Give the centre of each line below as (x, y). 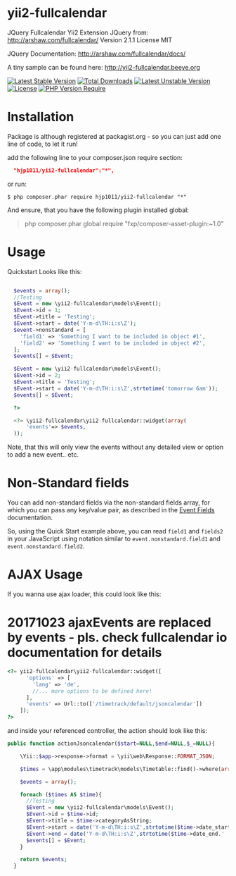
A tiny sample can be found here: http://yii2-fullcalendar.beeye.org (104, 67)
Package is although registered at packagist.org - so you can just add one (114, 136)
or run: (17, 184)
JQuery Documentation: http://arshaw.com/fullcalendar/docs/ (97, 54)
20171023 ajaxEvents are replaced (110, 623)
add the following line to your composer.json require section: (95, 157)
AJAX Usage (45, 575)
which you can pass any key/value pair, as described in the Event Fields (111, 510)
